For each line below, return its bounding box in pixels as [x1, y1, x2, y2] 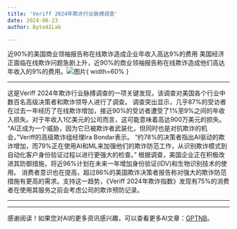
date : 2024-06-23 [7, 17, 59, 24]
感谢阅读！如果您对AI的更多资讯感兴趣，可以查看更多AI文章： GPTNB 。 [7, 214, 214, 223]
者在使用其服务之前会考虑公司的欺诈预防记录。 [7, 186, 143, 194]
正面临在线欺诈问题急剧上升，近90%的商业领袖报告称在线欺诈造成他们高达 [7, 58, 226, 67]
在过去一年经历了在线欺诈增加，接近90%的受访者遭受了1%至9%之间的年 [7, 106, 219, 115]
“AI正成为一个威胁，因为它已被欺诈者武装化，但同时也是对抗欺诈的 [7, 124, 202, 132]
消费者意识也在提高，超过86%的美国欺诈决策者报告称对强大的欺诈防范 [20, 168, 227, 177]
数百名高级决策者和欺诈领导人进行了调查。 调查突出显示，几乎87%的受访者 [7, 98, 227, 106]
